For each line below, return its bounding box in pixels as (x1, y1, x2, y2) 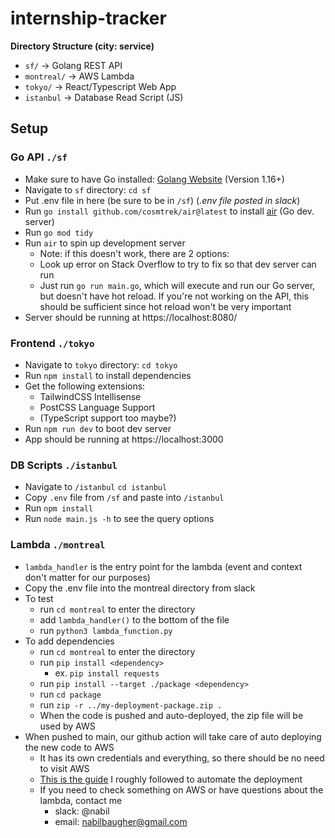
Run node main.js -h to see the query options (24, 513, 215, 525)
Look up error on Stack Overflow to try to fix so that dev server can (39, 258, 317, 270)
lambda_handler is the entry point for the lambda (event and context (24, 560, 303, 572)
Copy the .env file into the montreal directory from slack (24, 582, 256, 594)
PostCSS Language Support (39, 401, 156, 413)
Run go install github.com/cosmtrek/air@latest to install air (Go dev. (24, 205, 315, 217)
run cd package (39, 688, 102, 700)
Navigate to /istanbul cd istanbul (24, 481, 168, 493)
